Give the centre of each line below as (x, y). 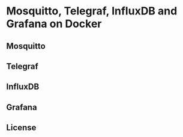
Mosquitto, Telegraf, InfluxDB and (92, 11)
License (21, 128)
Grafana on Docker (54, 24)
